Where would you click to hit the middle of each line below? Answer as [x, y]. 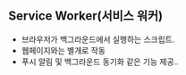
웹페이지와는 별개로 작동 [63, 50]
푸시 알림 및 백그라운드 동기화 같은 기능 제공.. [100, 62]
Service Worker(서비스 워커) [85, 16]
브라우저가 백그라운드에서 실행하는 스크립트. [98, 39]
